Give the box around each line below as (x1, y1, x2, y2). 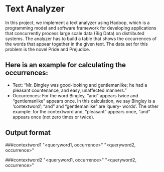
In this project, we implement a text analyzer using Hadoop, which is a (5, 20, 150, 26)
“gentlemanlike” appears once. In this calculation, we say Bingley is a (12, 98, 155, 104)
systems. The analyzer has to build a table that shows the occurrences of (5, 36, 157, 42)
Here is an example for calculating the (5, 61, 126, 69)
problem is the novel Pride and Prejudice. (5, 46, 90, 52)
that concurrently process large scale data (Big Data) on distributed (5, 30, 144, 36)
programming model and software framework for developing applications (5, 25, 156, 31)
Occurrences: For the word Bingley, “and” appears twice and (12, 92, 138, 98)
